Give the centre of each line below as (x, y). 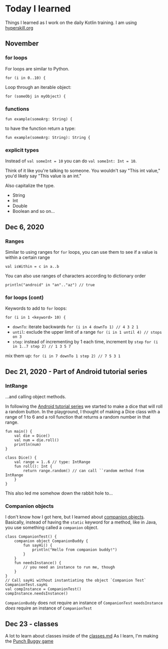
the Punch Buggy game (29, 641)
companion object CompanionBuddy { (51, 541)
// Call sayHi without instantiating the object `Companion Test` (76, 581)
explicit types (22, 150)
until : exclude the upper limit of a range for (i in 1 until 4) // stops (87, 332)
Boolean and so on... (33, 211)
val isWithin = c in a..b (32, 266)
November (22, 44)
